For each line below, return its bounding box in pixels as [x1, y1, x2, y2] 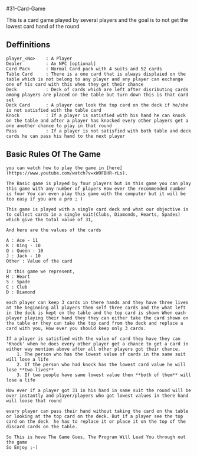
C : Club [6, 284, 28, 290]
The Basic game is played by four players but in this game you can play [6, 180, 192, 186]
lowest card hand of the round [6, 23, 80, 30]
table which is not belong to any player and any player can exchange [6, 76, 183, 82]
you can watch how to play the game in [6, 165, 104, 171]
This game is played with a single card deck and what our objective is [6, 206, 189, 212]
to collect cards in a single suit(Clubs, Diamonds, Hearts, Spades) [6, 211, 181, 218]
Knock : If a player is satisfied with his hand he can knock [6, 112, 186, 118]
